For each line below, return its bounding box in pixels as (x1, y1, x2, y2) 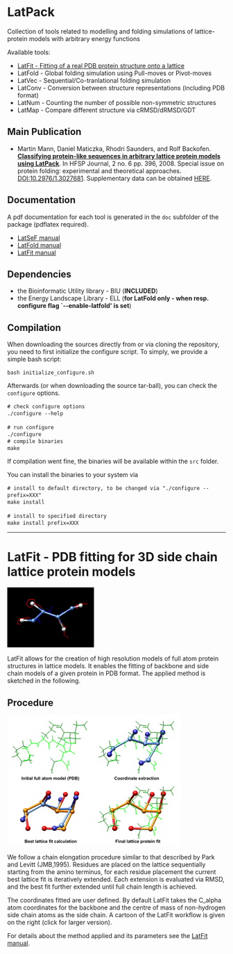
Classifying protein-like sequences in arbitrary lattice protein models (17, 152, 221, 160)
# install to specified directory (7, 512, 107, 520)
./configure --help (7, 410, 64, 417)
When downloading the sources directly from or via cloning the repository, (7, 340, 220, 348)
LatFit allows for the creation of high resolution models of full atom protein (7, 654, 219, 663)
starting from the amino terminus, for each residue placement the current (7, 868, 216, 876)
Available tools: (7, 48, 51, 56)
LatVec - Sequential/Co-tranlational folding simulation (17, 76, 171, 84)
